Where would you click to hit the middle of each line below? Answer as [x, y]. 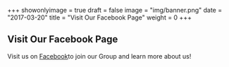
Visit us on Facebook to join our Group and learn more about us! [99, 56]
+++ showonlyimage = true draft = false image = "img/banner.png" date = [115, 10]
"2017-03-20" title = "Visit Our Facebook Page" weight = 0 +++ [100, 17]
